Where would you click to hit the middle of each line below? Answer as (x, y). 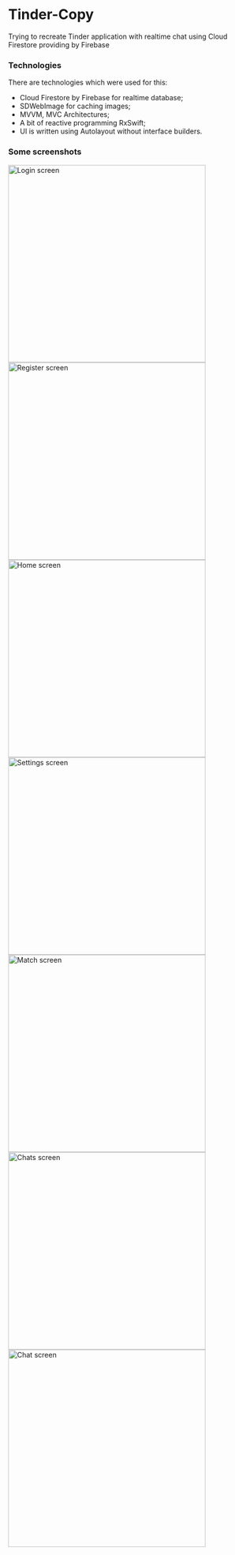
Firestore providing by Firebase (59, 44)
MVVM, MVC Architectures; (65, 115)
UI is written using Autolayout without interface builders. (111, 131)
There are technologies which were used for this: (88, 83)
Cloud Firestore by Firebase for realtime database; (101, 98)
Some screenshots (45, 152)
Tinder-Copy (51, 15)
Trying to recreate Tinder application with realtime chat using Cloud (118, 36)
